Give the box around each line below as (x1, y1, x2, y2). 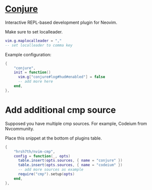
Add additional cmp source (5, 104, 116, 115)
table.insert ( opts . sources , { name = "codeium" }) (17, 163, 123, 168)
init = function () (14, 70, 51, 75)
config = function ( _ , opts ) (14, 154, 70, 158)
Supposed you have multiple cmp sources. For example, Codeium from (5, 121, 147, 126)
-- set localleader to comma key (5, 43, 73, 48)
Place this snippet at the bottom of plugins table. (5, 135, 102, 141)
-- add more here (17, 79, 53, 84)
